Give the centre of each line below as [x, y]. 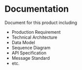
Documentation [37, 9]
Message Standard [31, 58]
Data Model [23, 42]
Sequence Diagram [31, 47]
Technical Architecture [34, 37]
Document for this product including [41, 23]
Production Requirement [36, 32]
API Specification [29, 53]
